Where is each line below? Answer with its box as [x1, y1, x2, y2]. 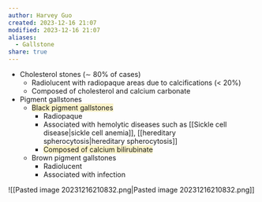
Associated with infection [43, 170, 126, 179]
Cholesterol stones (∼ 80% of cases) [19, 70, 141, 79]
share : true [8, 48, 47, 56]
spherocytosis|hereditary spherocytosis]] [43, 137, 178, 145]
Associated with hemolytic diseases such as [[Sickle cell [43, 119, 227, 129]
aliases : [8, 33, 37, 42]
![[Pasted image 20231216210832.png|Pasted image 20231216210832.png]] [8, 185, 255, 194]
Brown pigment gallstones [31, 153, 117, 162]
